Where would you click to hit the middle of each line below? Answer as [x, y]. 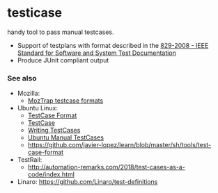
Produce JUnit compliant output [63, 60]
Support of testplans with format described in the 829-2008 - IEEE [113, 45]
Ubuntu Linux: [37, 108]
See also [22, 78]
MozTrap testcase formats [65, 101]
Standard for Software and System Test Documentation [96, 53]
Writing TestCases [54, 131]
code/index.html [51, 174]
